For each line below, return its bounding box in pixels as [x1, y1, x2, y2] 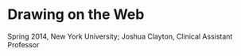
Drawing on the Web [7, 6, 145, 24]
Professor [7, 39, 40, 49]
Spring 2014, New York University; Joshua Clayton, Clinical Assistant [7, 32, 233, 41]
